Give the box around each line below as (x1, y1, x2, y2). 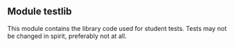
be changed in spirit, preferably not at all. (7, 32, 127, 40)
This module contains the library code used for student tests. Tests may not (7, 24, 227, 32)
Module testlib (7, 6, 73, 18)
